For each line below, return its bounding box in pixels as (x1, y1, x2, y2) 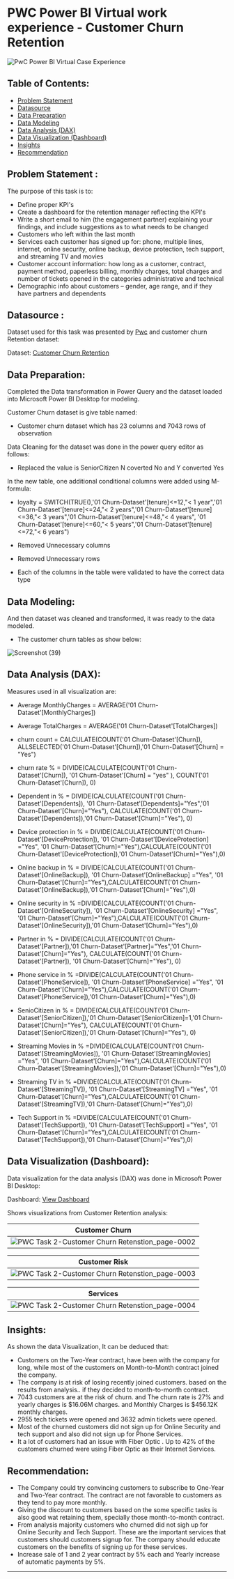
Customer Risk (78, 1256, 129, 1266)
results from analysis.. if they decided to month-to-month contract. (17, 1385, 210, 1394)
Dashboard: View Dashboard (7, 1195, 90, 1203)
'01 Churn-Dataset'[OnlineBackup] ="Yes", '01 (91, 870, 224, 879)
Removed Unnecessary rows (17, 555, 100, 563)
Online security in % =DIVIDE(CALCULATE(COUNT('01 (17, 899, 174, 907)
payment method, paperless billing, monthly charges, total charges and (17, 267, 222, 275)
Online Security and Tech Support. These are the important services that (17, 1528, 226, 1536)
